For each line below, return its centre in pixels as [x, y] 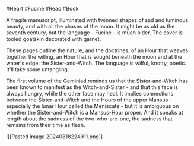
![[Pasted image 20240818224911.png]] [54, 137]
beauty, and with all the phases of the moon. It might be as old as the [90, 26]
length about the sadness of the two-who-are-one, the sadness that [90, 119]
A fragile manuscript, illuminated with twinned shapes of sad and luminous [97, 20]
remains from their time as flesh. [46, 125]
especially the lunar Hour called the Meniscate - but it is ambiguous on [93, 106]
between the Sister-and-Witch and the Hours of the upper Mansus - [89, 100]
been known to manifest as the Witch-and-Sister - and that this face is [92, 87]
